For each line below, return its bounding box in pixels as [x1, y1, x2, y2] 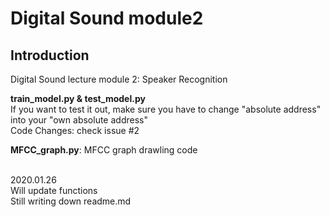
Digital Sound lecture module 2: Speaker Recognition [10, 73, 228, 85]
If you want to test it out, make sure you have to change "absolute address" [10, 103, 322, 115]
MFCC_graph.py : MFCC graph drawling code [10, 144, 198, 156]
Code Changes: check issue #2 [10, 125, 140, 136]
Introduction [10, 47, 90, 64]
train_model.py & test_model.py [10, 93, 146, 104]
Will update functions [10, 185, 98, 196]
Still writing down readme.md [10, 195, 132, 207]
